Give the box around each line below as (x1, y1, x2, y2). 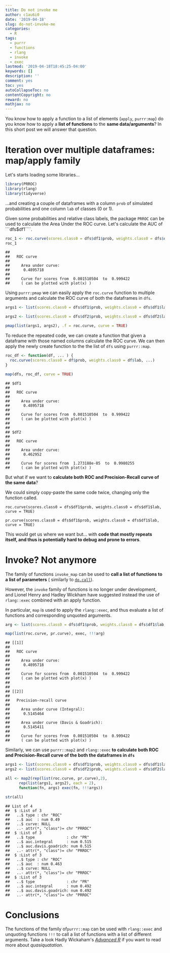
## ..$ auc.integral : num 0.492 (5, 884, 92, 889)
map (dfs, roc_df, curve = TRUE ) (5, 371, 73, 377)
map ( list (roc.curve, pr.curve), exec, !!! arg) (5, 631, 105, 637)
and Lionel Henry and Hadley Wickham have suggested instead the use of (5, 591, 160, 597)
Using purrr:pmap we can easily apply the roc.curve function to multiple (5, 290, 155, 296)
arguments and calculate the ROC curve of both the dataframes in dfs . (5, 295, 152, 301)
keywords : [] (5, 69, 33, 74)
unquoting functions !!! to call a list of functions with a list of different (5, 931, 152, 937)
